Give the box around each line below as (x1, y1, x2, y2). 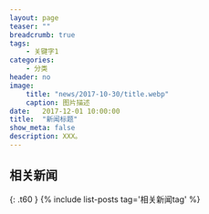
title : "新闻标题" (9, 115, 78, 124)
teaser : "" (9, 22, 51, 31)
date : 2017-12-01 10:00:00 (9, 107, 120, 116)
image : (9, 81, 35, 90)
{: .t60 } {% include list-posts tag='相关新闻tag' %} (9, 193, 201, 205)
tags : (9, 38, 30, 48)
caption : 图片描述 (26, 97, 90, 107)
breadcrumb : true (9, 30, 76, 39)
